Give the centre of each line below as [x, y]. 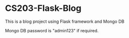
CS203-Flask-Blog [43, 8]
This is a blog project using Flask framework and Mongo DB [65, 21]
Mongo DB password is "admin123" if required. [52, 30]
